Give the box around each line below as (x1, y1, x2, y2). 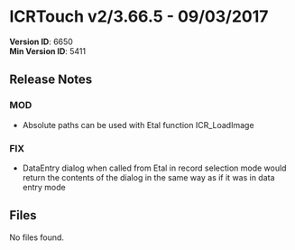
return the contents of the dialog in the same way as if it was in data (22, 171, 275, 182)
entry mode (22, 181, 66, 192)
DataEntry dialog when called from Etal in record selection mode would (22, 162, 287, 173)
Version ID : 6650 (9, 36, 74, 47)
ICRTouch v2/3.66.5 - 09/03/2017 (9, 6, 269, 27)
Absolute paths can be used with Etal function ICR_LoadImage (22, 119, 254, 130)
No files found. (9, 232, 65, 243)
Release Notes (9, 72, 93, 88)
